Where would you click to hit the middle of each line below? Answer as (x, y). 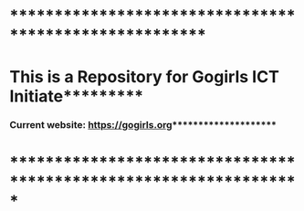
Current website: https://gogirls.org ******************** (143, 125)
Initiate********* (77, 96)
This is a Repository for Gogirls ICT (145, 77)
